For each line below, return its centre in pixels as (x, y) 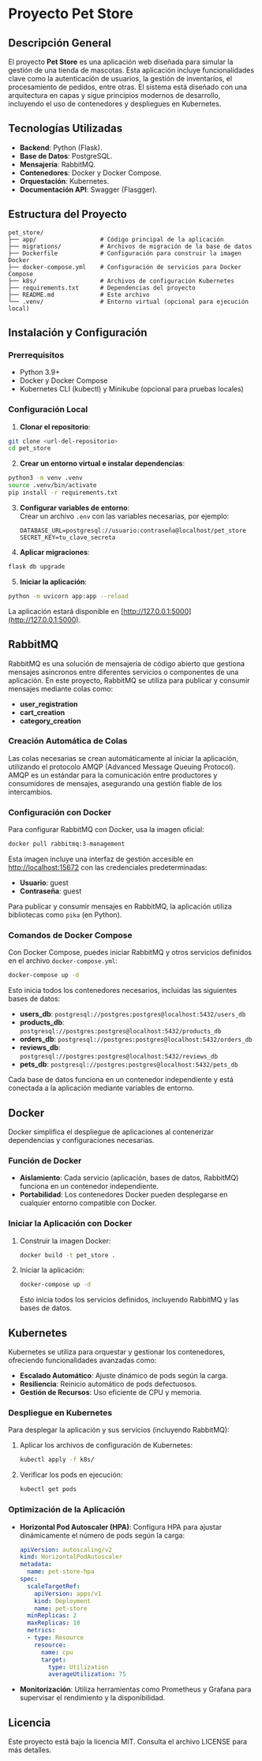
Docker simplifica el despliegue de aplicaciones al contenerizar (111, 1132)
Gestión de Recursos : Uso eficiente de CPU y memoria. (110, 1392)
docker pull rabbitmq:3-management (67, 844)
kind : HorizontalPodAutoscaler (71, 1557)
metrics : (41, 1631)
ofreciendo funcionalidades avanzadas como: (82, 1360)
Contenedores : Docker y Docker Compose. (90, 172)
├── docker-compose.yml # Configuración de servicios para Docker (125, 267)
